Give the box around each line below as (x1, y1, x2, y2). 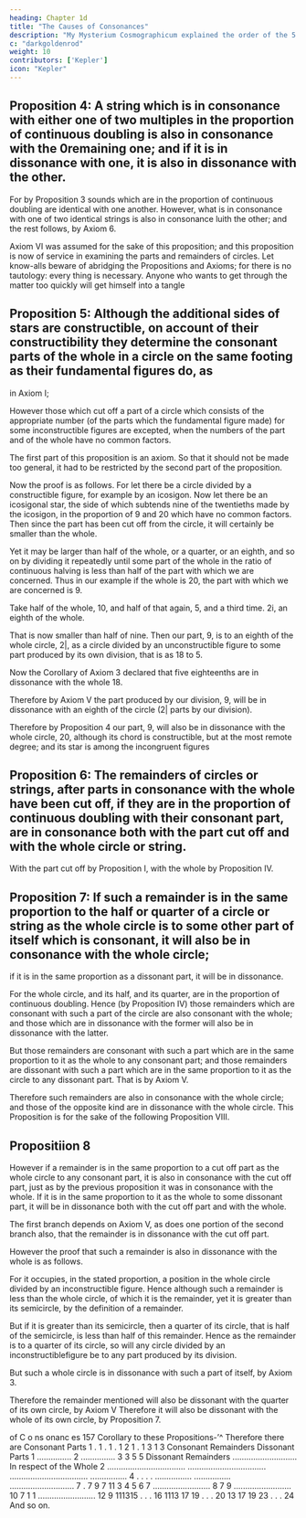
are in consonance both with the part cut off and (9, 824, 290, 840)
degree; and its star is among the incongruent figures (9, 741, 210, 752)
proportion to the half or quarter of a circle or (9, 904, 270, 919)
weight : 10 (9, 48, 51, 57)
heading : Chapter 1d (9, 13, 89, 23)
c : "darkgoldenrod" (9, 38, 84, 48)
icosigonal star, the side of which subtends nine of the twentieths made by (9, 499, 290, 510)
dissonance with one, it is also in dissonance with (9, 155, 297, 171)
